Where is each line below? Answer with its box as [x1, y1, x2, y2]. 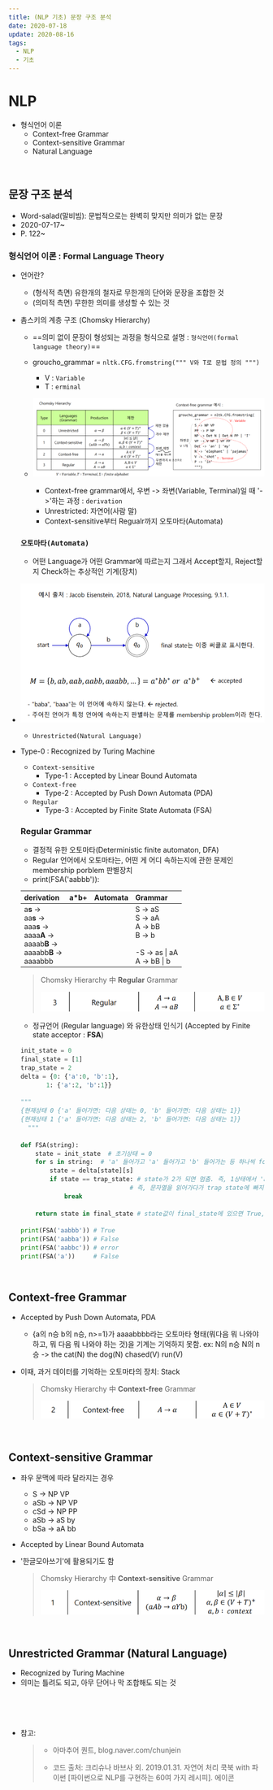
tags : [8, 39, 27, 47]
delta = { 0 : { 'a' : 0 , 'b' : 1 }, [19, 1072, 119, 1080]
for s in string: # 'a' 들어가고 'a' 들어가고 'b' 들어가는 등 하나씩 [35, 1158, 256, 1167]
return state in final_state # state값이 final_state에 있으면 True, [35, 1210, 266, 1218]
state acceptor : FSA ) [32, 1030, 104, 1040]
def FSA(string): [19, 1140, 80, 1149]
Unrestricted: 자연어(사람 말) [44, 506, 137, 515]
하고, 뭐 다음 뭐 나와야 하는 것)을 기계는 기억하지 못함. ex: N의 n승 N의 [32, 1339, 254, 1349]
